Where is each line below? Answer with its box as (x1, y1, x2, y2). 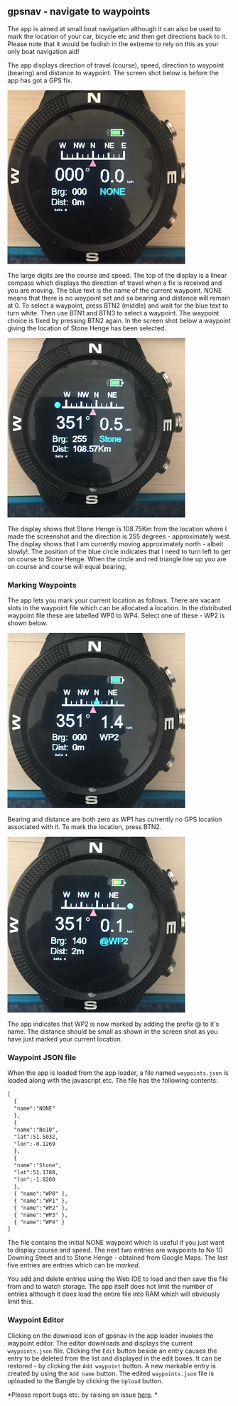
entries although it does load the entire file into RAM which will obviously (7, 1289, 220, 1299)
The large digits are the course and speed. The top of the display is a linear (7, 271, 227, 279)
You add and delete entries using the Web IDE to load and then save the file (7, 1275, 229, 1283)
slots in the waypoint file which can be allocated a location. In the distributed (7, 604, 232, 612)
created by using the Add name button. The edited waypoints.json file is (7, 1369, 215, 1378)
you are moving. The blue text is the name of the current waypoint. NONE (7, 286, 222, 294)
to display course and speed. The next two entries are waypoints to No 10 (7, 1246, 223, 1255)
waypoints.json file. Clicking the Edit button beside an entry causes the (7, 1346, 217, 1355)
